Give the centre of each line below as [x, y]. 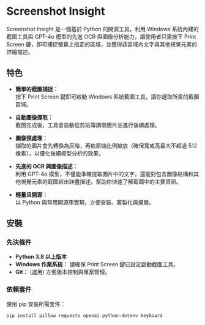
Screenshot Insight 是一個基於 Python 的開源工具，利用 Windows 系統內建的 [102, 29]
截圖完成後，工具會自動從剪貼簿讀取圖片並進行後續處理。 [88, 125]
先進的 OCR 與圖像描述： [47, 166]
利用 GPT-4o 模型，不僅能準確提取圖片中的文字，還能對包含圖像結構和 [104, 174]
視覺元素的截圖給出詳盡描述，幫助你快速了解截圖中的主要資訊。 [101, 181]
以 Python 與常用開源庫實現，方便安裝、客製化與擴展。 [85, 202]
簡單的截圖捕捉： [37, 89]
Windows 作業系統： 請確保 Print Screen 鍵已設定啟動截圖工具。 [97, 264]
